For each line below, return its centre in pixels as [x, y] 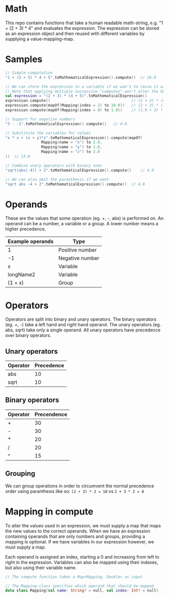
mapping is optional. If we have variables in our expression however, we [80, 541]
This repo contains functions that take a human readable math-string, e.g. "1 [84, 23]
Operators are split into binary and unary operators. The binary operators [81, 319]
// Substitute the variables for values [48, 133]
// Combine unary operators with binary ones [54, 165]
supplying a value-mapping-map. [40, 39]
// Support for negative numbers [40, 119]
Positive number [78, 250]
